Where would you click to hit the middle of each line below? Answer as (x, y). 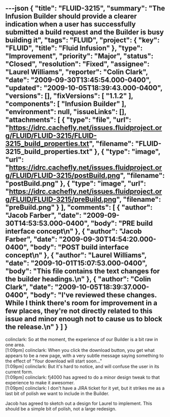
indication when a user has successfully (70, 24)
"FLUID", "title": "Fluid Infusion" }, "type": (74, 48)
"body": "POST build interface (79, 247)
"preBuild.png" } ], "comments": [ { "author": (79, 208)
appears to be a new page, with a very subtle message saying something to (84, 355)
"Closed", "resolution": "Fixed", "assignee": (77, 64)
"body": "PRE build (122, 224)
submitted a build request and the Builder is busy (85, 32)
